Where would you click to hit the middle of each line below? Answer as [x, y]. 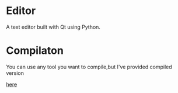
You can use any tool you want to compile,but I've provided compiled [89, 67]
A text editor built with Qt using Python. [53, 27]
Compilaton [35, 51]
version [15, 73]
